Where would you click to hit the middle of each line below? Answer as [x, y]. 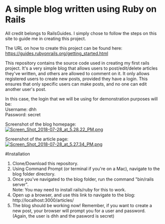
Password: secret [23, 114]
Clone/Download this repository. [45, 163]
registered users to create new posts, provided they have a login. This [76, 79]
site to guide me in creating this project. [46, 39]
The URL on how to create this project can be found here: [64, 48]
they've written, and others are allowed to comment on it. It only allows [77, 73]
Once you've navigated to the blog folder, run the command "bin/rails [83, 179]
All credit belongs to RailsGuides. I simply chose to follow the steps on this [81, 33]
